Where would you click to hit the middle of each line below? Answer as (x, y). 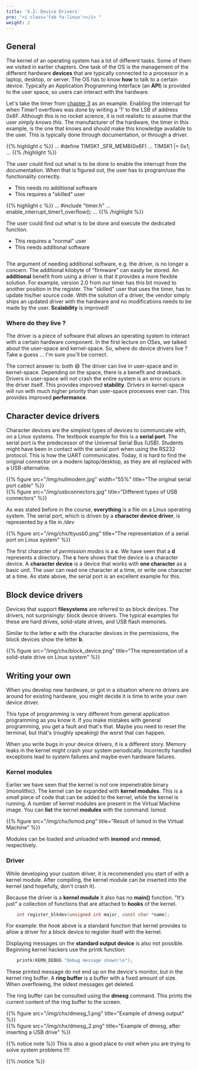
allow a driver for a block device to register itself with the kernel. (84, 932)
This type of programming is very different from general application (88, 714)
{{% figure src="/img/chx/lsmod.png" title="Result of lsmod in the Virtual (95, 822)
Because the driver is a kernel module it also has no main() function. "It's (95, 897)
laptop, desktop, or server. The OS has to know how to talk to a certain (92, 80)
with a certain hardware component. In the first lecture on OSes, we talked (96, 342)
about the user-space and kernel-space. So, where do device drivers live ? (97, 348)
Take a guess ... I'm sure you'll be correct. (57, 355)
